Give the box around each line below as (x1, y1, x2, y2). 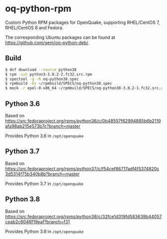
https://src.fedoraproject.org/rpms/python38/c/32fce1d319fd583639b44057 (5, 213, 162, 219)
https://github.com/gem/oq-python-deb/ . (5, 39, 89, 45)
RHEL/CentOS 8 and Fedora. (5, 24, 64, 30)
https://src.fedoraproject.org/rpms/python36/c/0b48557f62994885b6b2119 (5, 118, 161, 124)
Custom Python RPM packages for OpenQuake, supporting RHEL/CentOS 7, (5, 19, 160, 25)
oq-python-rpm (5, 3, 72, 14)
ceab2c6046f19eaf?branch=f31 (5, 219, 70, 225)
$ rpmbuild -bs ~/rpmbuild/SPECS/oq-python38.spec (5, 81, 112, 86)
